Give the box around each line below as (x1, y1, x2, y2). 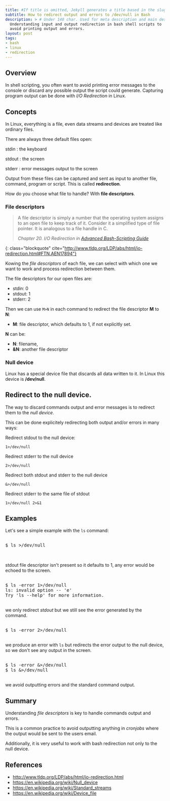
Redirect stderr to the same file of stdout (5, 490, 90, 497)
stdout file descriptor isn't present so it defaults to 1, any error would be (5, 562, 154, 568)
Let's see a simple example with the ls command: (5, 528, 109, 534)
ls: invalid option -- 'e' (5, 588, 72, 593)
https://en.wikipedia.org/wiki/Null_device (12, 779, 98, 785)
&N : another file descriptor (12, 346, 68, 352)
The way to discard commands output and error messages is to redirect (5, 404, 155, 410)
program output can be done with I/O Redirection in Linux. (5, 93, 126, 99)
